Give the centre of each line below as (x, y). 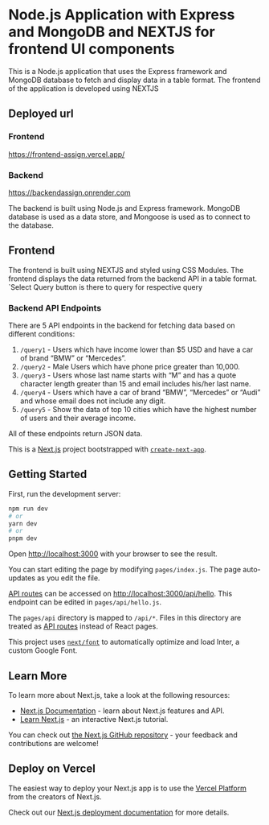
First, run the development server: (65, 493)
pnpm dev (23, 538)
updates (22, 578)
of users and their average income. (78, 418)
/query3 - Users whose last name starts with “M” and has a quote (128, 375)
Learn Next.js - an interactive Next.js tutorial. (94, 720)
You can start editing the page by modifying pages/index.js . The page (125, 570)
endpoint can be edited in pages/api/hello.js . (85, 602)
